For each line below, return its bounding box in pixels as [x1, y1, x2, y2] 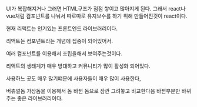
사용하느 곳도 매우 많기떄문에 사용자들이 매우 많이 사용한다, [6, 75, 141, 82]
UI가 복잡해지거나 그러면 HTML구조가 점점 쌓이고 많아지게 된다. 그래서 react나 [6, 5, 186, 12]
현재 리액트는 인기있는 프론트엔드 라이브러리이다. [6, 25, 118, 32]
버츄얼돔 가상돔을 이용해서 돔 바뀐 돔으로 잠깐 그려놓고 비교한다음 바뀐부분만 [6, 88, 181, 94]
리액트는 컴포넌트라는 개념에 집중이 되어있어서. [6, 38, 113, 44]
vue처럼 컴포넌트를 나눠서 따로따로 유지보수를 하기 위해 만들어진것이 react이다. [6, 12, 188, 19]
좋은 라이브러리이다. [16, 95, 63, 102]
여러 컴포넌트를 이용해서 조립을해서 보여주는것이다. [6, 50, 123, 57]
